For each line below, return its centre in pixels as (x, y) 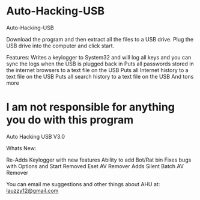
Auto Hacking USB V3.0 (35, 136)
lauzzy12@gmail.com (32, 190)
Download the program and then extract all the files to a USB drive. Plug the (100, 39)
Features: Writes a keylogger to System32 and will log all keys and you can (99, 57)
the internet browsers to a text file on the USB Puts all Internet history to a (97, 70)
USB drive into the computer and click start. (60, 46)
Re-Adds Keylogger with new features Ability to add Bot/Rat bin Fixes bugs (99, 160)
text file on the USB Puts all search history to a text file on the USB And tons (100, 76)
